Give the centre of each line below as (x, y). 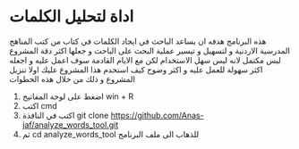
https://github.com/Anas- (157, 115)
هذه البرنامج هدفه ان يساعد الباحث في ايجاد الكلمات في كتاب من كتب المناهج (138, 41)
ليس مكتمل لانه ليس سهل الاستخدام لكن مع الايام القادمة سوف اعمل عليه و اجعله (145, 60)
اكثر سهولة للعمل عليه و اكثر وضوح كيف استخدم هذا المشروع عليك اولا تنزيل (136, 70)
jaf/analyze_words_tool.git (70, 124)
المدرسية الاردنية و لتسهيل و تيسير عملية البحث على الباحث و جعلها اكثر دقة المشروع (150, 50)
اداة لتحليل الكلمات (72, 17)
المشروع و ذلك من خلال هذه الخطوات (73, 79)
